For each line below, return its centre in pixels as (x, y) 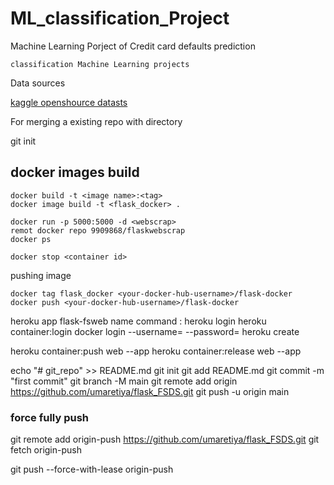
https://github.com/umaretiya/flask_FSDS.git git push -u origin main (150, 391)
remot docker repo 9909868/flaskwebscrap (98, 230)
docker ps (31, 239)
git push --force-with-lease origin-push (92, 469)
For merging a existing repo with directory (96, 121)
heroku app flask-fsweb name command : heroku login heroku (138, 321)
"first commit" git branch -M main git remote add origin (124, 381)
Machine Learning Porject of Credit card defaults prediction (133, 46)
